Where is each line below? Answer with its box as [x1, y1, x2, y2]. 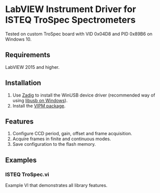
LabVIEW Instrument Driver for [5, 4, 136, 15]
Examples [5, 156, 37, 164]
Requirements [5, 51, 50, 59]
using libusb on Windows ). [12, 97, 68, 104]
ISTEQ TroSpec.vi [5, 171, 49, 178]
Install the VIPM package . [12, 103, 66, 109]
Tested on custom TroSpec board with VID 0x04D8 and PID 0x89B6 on [5, 31, 152, 37]
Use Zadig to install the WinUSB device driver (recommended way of [12, 92, 155, 98]
